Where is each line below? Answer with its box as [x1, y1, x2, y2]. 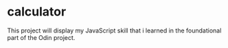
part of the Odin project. [7, 33, 76, 41]
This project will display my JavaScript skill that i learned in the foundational [7, 26, 222, 34]
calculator [7, 4, 67, 20]
